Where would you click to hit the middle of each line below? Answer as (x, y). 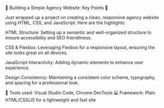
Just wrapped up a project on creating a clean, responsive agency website (82, 17)
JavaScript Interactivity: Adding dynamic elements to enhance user (74, 62)
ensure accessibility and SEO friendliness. (48, 38)
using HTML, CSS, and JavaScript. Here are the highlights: (65, 23)
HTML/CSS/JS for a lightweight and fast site (50, 100)
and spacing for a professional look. (42, 83)
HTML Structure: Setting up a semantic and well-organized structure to (78, 32)
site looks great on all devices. (36, 53)
